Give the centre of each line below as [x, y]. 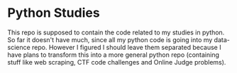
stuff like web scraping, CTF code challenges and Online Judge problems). [117, 62]
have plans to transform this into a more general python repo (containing [114, 55]
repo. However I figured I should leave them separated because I [126, 47]
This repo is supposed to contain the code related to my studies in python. [116, 32]
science [19, 47]
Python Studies [54, 13]
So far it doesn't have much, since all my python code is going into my [110, 39]
